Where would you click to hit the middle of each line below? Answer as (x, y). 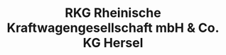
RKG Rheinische (113, 13)
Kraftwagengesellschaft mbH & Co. (113, 28)
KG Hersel (113, 43)
